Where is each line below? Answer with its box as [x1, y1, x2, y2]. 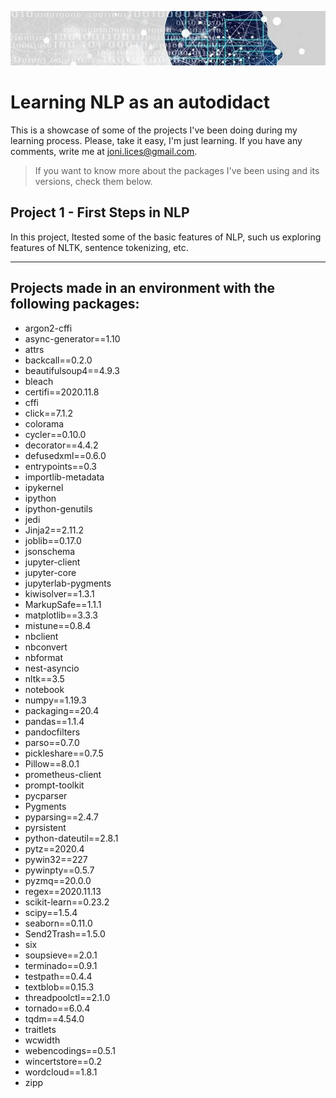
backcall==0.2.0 [24, 354, 93, 366]
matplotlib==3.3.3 [24, 609, 98, 621]
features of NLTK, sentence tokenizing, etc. [10, 241, 189, 253]
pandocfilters [24, 726, 81, 738]
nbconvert [24, 641, 68, 653]
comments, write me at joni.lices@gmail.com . [10, 145, 198, 157]
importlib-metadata [24, 471, 105, 483]
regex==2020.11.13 [24, 885, 102, 897]
